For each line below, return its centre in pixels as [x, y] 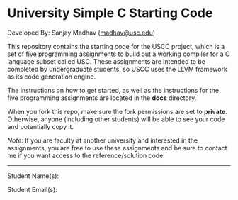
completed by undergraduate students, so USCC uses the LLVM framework [118, 69]
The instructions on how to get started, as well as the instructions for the [113, 90]
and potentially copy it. [41, 126]
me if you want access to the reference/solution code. [86, 155]
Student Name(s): [33, 176]
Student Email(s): [33, 189]
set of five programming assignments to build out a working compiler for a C [119, 54]
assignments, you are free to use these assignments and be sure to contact [118, 148]
